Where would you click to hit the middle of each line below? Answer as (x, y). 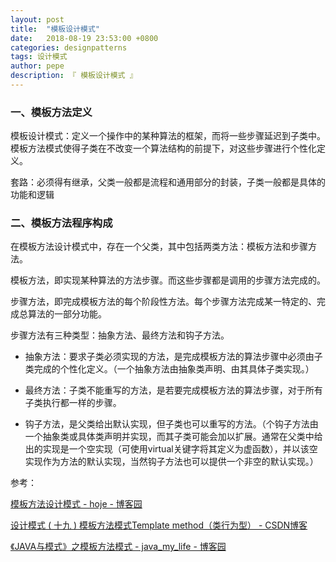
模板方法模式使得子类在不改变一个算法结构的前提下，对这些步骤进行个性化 (163, 148)
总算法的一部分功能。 (62, 314)
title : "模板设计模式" (55, 29)
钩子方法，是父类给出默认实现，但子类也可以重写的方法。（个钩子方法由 (171, 424)
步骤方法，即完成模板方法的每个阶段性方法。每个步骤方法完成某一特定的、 (163, 302)
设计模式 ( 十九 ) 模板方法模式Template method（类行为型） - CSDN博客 (159, 525)
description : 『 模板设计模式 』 (74, 76)
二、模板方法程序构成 (61, 223)
